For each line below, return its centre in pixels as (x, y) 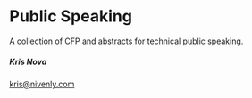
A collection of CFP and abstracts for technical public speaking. (126, 41)
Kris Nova (28, 61)
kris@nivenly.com (42, 84)
